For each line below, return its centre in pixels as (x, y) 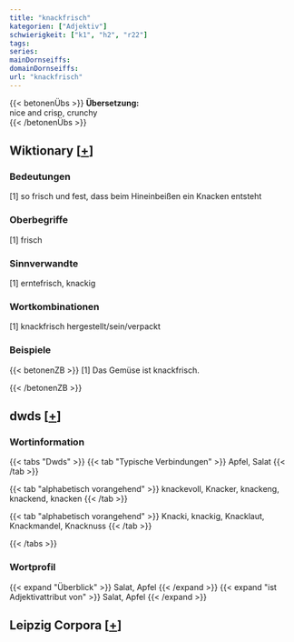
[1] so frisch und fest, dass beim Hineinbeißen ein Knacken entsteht (136, 196)
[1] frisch (26, 240)
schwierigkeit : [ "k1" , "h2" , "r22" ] (78, 35)
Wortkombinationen (54, 306)
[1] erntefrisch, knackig (53, 284)
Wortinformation (47, 442)
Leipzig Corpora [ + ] (66, 625)
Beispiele (30, 350)
